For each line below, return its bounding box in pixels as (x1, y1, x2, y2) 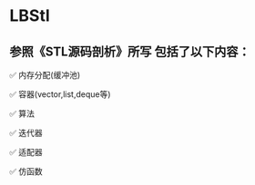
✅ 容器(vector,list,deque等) (9, 89, 111, 100)
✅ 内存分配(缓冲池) (9, 70, 80, 80)
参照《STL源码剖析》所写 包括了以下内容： (9, 44, 250, 59)
